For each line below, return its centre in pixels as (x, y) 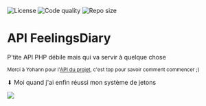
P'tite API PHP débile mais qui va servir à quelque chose (87, 57)
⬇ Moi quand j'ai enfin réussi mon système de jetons (82, 82)
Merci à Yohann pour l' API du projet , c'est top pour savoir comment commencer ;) (103, 69)
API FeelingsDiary (59, 38)
